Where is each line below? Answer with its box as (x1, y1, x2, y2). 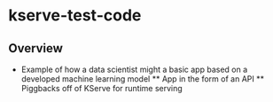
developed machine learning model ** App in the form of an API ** (20, 74, 265, 84)
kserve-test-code (8, 5, 142, 26)
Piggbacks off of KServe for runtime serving (20, 83, 183, 93)
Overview (8, 41, 64, 56)
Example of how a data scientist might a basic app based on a (20, 64, 248, 75)
